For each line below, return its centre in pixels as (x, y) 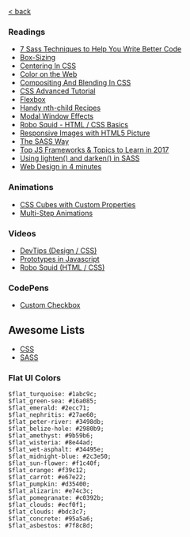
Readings (27, 32)
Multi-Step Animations (56, 213)
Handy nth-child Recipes (60, 108)
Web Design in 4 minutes (61, 167)
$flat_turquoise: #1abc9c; (53, 395)
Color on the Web (48, 74)
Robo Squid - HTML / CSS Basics (74, 125)
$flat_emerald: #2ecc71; (49, 408)
